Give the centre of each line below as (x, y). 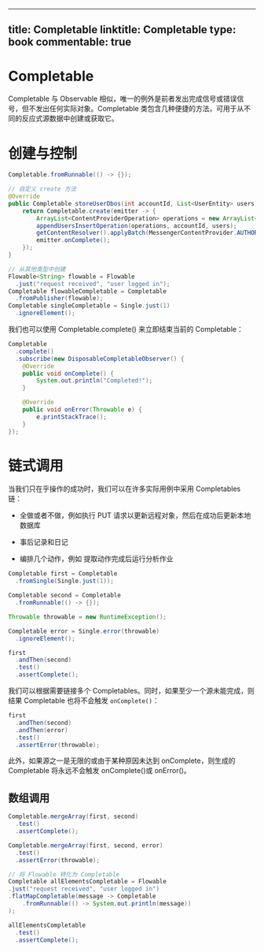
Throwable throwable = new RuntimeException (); (88, 617)
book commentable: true (70, 42)
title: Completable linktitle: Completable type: (122, 30)
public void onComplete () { (68, 374)
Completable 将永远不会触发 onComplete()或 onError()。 (99, 771)
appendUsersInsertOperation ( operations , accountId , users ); (137, 225)
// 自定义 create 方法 (42, 189)
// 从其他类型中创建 (37, 269)
